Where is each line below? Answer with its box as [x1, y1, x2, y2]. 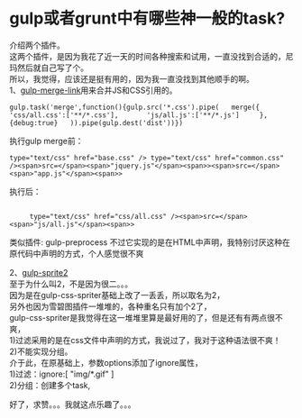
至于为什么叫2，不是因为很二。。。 [9, 278, 133, 289]
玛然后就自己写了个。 [9, 62, 88, 73]
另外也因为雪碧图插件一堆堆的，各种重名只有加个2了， [9, 301, 212, 312]
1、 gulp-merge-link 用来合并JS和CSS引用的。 [9, 85, 178, 95]
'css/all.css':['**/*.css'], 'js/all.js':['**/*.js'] [9, 110, 241, 120]
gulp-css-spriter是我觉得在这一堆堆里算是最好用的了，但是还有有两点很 [9, 312, 276, 323]
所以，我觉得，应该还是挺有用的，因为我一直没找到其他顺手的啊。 [9, 73, 254, 84]
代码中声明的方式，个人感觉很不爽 [16, 248, 144, 259]
